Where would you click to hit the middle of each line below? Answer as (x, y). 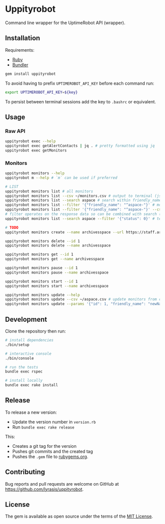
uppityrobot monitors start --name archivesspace (57, 286)
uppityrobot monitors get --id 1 (39, 254)
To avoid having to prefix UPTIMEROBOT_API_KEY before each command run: (80, 83)
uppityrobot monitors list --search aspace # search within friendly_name (83, 200)
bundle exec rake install (31, 385)
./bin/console (20, 358)
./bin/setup (17, 345)
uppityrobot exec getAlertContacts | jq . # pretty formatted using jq (80, 146)
